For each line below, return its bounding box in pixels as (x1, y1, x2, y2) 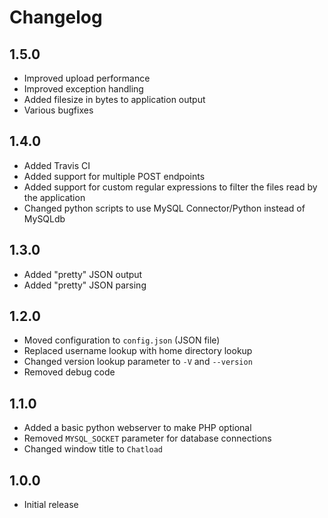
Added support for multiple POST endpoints (23, 170, 206, 182)
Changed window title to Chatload (23, 443, 164, 455)
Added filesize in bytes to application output (23, 94, 206, 105)
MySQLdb (23, 212, 66, 225)
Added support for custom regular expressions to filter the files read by (23, 181, 318, 193)
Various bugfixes (23, 104, 94, 116)
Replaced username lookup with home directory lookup (23, 345, 253, 357)
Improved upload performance (23, 72, 151, 84)
